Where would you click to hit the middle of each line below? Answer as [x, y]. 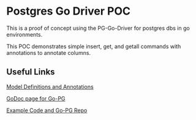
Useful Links [31, 72]
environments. [24, 34]
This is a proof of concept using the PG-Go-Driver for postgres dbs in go [98, 28]
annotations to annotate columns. [48, 52]
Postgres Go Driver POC [68, 11]
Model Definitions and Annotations [50, 86]
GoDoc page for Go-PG [36, 98]
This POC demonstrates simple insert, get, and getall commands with [94, 46]
